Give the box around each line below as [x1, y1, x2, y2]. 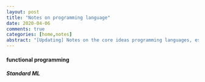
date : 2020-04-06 [6, 20, 51, 26]
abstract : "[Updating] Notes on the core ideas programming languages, [6, 37, 192, 43]
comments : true [6, 26, 45, 32]
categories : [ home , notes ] [6, 32, 72, 38]
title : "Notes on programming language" [6, 15, 111, 21]
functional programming [6, 56, 70, 63]
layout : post [6, 9, 40, 15]
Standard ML [6, 70, 40, 77]
